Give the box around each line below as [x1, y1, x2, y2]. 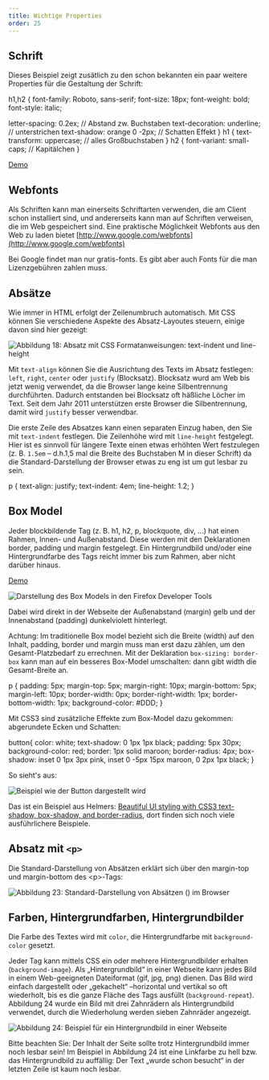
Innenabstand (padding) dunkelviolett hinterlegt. [8, 615, 169, 625]
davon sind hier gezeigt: [8, 324, 88, 334]
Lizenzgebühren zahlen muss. [8, 263, 108, 273]
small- [228, 136, 250, 146]
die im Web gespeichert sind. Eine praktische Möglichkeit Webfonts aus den [8, 222, 260, 232]
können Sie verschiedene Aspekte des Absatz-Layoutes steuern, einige [8, 315, 245, 326]
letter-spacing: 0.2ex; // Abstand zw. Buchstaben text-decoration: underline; [8, 118, 261, 129]
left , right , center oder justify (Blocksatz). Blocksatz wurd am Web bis [8, 373, 251, 382]
